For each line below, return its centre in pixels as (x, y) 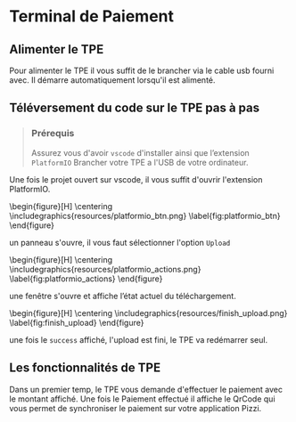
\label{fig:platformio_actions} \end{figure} (86, 279)
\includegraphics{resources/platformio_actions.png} (105, 269)
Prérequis (53, 134)
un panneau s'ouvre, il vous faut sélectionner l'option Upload (120, 242)
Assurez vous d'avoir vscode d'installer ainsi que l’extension (140, 152)
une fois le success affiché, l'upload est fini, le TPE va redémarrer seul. (139, 339)
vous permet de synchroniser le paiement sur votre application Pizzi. (136, 408)
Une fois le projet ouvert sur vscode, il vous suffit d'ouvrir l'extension (136, 179)
